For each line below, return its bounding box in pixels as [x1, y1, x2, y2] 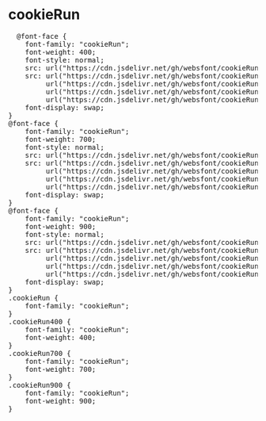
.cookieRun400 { [8, 317, 71, 326]
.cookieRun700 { [8, 349, 71, 358]
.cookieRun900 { [8, 381, 71, 389]
